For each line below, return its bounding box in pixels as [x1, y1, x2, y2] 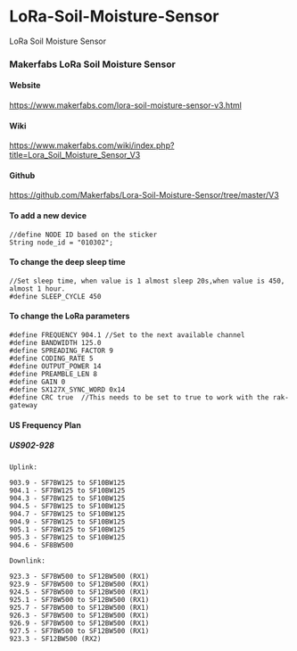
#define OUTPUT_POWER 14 [9, 362, 102, 371]
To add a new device [9, 210, 87, 221]
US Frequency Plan [9, 419, 82, 430]
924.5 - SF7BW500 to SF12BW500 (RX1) [9, 587, 150, 597]
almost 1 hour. [9, 284, 66, 293]
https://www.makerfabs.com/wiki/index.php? [9, 140, 175, 151]
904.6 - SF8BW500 [9, 540, 74, 549]
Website [9, 80, 41, 91]
